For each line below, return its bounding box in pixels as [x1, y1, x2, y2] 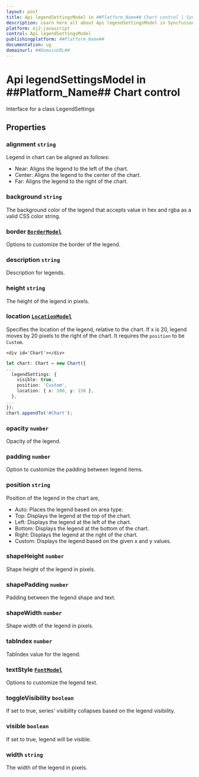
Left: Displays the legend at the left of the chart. [14, 518, 131, 526]
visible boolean [6, 722, 49, 731]
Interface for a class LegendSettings [6, 105, 95, 112]
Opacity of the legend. [6, 437, 61, 444]
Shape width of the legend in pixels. [6, 622, 94, 630]
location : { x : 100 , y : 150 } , [17, 388, 94, 394]
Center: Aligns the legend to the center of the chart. [14, 172, 141, 179]
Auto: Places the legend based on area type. [14, 506, 123, 513]
